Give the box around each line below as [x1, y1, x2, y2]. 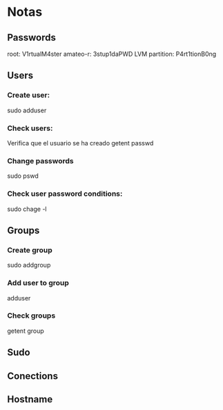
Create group [7, 245, 53, 255]
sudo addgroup [7, 261, 51, 269]
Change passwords [7, 156, 74, 165]
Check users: [7, 123, 53, 133]
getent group [7, 327, 45, 335]
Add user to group [7, 278, 69, 288]
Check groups [7, 311, 56, 320]
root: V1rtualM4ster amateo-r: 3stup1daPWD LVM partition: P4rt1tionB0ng [7, 50, 217, 58]
